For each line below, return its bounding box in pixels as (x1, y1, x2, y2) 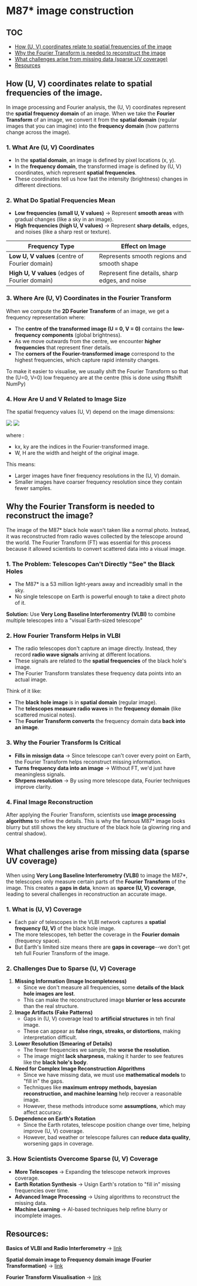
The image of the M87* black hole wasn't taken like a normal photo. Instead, (6, 526, 191, 533)
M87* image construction (6, 4, 134, 18)
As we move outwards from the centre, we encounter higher (14, 337, 161, 344)
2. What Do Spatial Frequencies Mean (6, 196, 116, 205)
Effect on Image (121, 242, 167, 250)
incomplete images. (14, 1212, 63, 1219)
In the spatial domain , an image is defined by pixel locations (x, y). (14, 157, 176, 164)
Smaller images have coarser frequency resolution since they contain (14, 478, 182, 485)
